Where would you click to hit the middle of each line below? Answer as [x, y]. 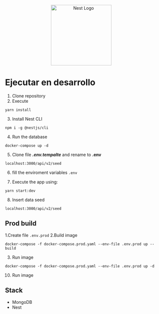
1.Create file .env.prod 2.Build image [41, 235]
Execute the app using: [35, 182]
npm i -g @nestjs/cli [27, 128]
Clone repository [29, 96]
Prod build [21, 224]
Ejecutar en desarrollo [50, 83]
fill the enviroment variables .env [44, 173]
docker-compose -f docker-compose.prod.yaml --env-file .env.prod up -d [80, 266]
